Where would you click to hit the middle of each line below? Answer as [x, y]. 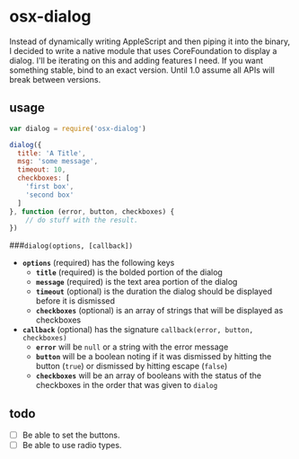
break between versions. [55, 79]
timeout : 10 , [42, 170]
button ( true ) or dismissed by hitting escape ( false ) [132, 366]
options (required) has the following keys [98, 263]
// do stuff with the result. [82, 220]
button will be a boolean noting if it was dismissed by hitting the [154, 357]
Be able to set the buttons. [71, 435]
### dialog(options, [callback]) [71, 245]
